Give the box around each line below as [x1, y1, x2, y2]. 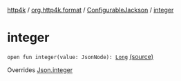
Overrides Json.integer [7, 65, 73, 74]
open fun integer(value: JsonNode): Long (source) [7, 52, 154, 60]
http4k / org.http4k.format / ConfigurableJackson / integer [7, 6, 174, 14]
